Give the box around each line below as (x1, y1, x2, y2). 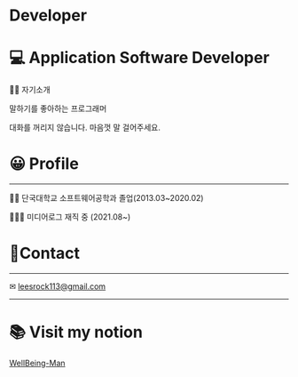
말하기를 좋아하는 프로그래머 (9, 103, 107, 114)
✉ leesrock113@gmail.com (9, 281, 106, 292)
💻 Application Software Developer (9, 48, 271, 68)
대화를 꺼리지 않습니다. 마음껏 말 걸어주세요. (9, 122, 161, 133)
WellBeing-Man (9, 357, 66, 368)
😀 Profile (9, 154, 80, 174)
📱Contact (9, 244, 81, 263)
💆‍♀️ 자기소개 (9, 84, 51, 95)
